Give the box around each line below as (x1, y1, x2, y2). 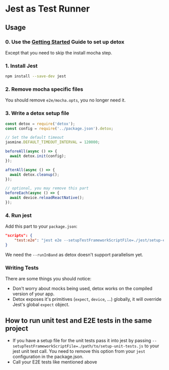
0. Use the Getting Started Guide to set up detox (5, 38, 125, 45)
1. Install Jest (5, 62, 38, 69)
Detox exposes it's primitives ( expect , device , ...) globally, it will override (12, 296, 162, 302)
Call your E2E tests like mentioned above (12, 359, 97, 365)
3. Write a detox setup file (5, 110, 69, 117)
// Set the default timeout (5, 135, 64, 140)
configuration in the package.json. (12, 353, 84, 359)
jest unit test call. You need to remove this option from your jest (12, 348, 146, 354)
